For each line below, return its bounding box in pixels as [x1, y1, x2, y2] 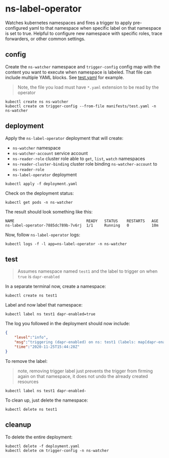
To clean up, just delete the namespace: [5, 397, 88, 403]
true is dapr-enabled [17, 274, 60, 280]
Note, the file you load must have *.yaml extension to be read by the [17, 84, 159, 90]
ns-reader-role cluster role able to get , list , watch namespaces [12, 156, 145, 162]
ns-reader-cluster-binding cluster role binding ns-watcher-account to [12, 161, 157, 167]
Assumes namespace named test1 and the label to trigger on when [17, 268, 158, 274]
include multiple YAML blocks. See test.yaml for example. [5, 74, 124, 81]
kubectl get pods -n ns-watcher [5, 200, 73, 205]
